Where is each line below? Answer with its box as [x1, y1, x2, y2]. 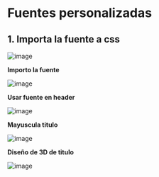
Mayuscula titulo [7, 120, 58, 129]
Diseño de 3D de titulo [7, 148, 75, 156]
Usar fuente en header [7, 93, 75, 101]
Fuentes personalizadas [7, 5, 153, 21]
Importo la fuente [7, 66, 60, 74]
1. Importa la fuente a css [7, 33, 121, 45]
